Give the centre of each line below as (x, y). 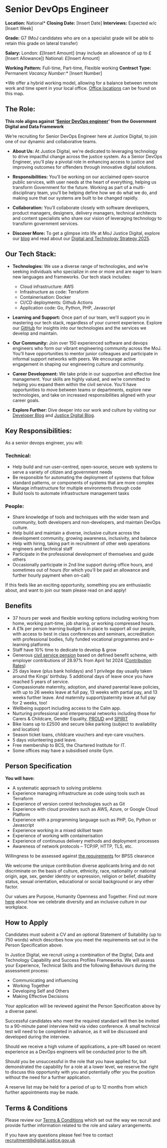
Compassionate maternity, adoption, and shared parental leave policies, (86, 687)
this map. (15, 93)
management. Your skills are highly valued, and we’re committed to (81, 379)
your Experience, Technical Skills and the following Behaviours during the (81, 965)
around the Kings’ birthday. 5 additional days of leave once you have (83, 676)
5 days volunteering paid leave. (45, 740)
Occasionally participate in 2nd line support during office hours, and (83, 564)
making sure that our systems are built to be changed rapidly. (75, 198)
